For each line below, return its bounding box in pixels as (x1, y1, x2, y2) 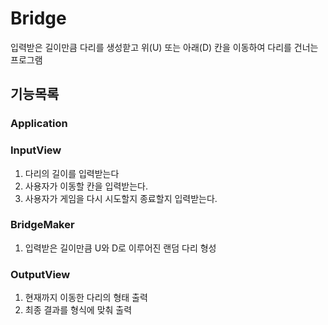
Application (10, 117, 68, 131)
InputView (10, 143, 62, 157)
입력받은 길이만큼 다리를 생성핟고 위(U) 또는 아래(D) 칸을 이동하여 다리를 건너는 (10, 41, 319, 53)
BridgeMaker (10, 218, 75, 232)
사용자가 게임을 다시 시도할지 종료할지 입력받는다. (24, 192, 218, 204)
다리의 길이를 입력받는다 (24, 167, 120, 179)
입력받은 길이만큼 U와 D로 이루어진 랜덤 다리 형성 (24, 242, 217, 254)
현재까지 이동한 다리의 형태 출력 (24, 292, 148, 304)
